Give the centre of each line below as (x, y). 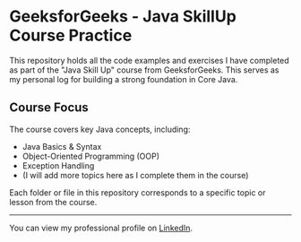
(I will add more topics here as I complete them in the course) (135, 175)
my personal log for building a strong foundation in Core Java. (124, 79)
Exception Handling (58, 165)
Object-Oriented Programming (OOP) (90, 156)
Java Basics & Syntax (62, 146)
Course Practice (71, 35)
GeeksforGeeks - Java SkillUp (123, 17)
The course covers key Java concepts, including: (100, 129)
